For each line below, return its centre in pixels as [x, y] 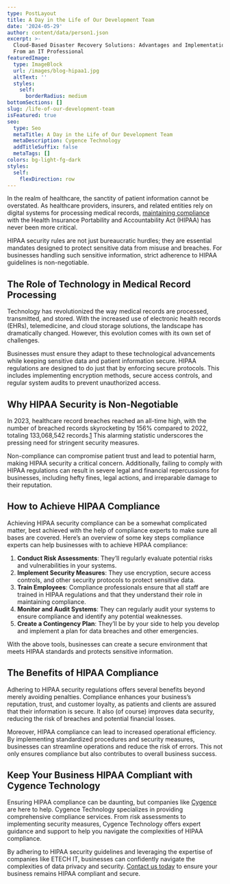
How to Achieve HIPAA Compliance [84, 506]
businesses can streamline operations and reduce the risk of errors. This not [115, 746]
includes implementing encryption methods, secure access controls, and [110, 376]
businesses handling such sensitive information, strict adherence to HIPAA [112, 255]
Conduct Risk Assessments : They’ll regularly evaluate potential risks [115, 558]
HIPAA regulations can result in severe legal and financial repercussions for [113, 470]
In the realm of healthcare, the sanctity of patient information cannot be [108, 199]
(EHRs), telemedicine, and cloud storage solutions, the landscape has [105, 326]
